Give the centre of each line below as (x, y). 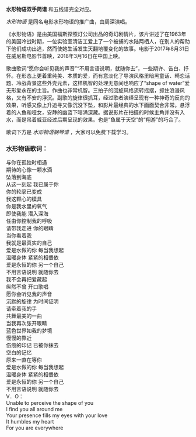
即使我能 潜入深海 (27, 214)
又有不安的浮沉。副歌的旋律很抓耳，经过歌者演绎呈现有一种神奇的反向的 (103, 98)
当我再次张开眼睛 (27, 324)
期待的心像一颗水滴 (29, 170)
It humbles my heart (30, 422)
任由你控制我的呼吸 (29, 221)
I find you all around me (34, 410)
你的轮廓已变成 (24, 192)
